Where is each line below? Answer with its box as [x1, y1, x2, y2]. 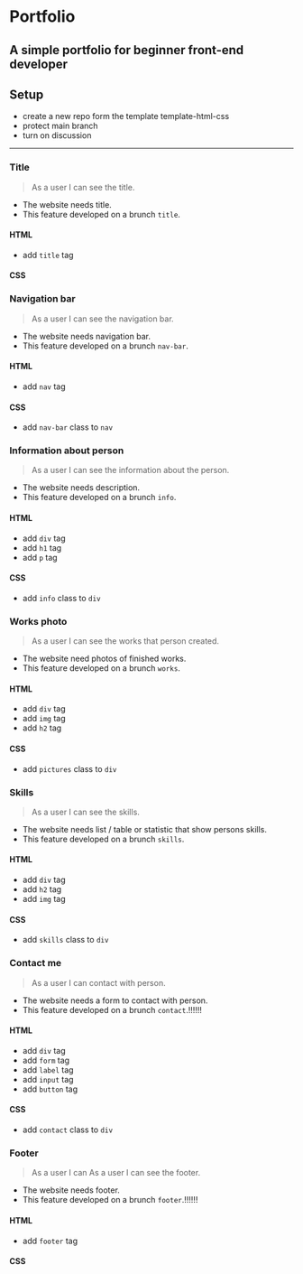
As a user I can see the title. [31, 181, 135, 192]
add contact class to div [22, 1124, 114, 1135]
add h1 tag [22, 542, 62, 553]
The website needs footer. [22, 1185, 120, 1195]
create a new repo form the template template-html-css [22, 111, 230, 122]
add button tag [22, 1083, 78, 1094]
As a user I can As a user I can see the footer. [31, 1167, 201, 1178]
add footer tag [22, 1235, 78, 1246]
